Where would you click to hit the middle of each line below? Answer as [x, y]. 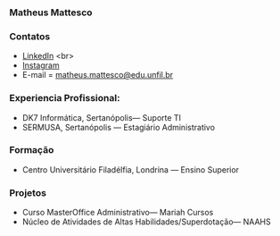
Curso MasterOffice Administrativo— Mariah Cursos [118, 213]
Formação [32, 150]
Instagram [41, 65]
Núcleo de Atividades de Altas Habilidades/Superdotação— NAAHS [146, 222]
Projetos [28, 192]
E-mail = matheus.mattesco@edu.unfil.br [98, 75]
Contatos [30, 36]
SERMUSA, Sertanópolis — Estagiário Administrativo [119, 127]
